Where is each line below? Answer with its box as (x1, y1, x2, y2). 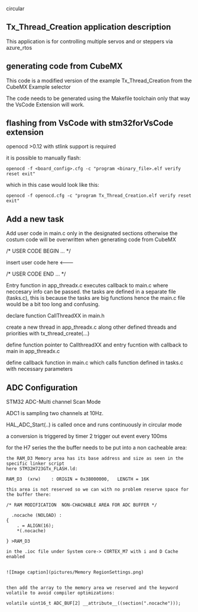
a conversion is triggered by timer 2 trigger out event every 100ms (6, 433, 167, 440)
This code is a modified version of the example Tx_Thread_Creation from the (6, 77, 192, 84)
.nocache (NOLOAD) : (11, 513, 62, 519)
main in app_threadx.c (6, 348, 60, 355)
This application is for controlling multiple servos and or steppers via (6, 38, 173, 45)
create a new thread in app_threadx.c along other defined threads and (6, 323, 177, 331)
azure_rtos (6, 44, 33, 51)
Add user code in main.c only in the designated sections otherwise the (6, 230, 178, 237)
